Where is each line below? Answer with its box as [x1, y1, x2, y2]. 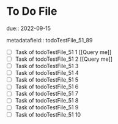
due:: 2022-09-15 [6, 25, 51, 32]
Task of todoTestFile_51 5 [15, 76, 79, 83]
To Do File [6, 4, 57, 18]
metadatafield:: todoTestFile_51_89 [6, 36, 93, 44]
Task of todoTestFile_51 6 [15, 83, 79, 90]
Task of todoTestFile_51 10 [15, 110, 81, 118]
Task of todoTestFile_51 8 [15, 97, 79, 104]
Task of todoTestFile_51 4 [15, 69, 79, 77]
